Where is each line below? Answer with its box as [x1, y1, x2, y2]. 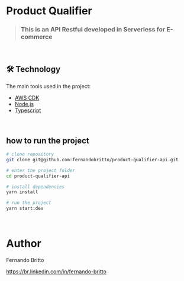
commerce [20, 33, 53, 41]
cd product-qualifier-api [6, 173, 70, 179]
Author [6, 237, 41, 250]
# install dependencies [6, 184, 65, 190]
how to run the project [6, 135, 90, 146]
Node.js [14, 101, 34, 108]
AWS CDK [14, 94, 40, 101]
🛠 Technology [6, 64, 61, 74]
